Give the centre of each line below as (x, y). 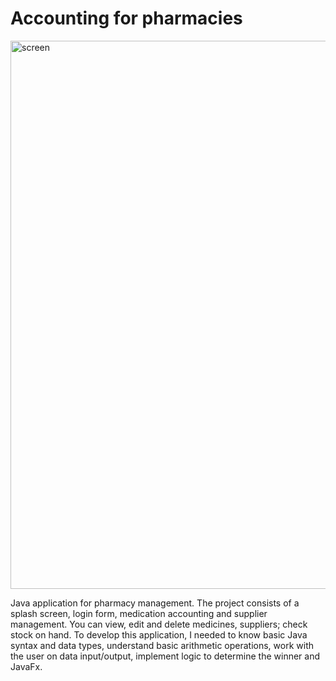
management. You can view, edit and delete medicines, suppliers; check (159, 624)
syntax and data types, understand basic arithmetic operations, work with (162, 645)
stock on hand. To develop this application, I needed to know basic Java (159, 634)
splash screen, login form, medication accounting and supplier (139, 613)
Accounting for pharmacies (126, 18)
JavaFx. (26, 666)
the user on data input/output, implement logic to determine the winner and (165, 656)
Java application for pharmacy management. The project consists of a (155, 603)
